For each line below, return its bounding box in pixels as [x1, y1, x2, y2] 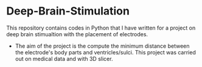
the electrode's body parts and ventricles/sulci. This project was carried [15, 48, 196, 56]
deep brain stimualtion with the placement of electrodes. [6, 30, 148, 37]
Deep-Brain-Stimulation [6, 4, 130, 18]
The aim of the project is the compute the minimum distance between [15, 42, 190, 49]
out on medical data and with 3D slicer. [15, 55, 113, 62]
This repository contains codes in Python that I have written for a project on [6, 24, 196, 31]
